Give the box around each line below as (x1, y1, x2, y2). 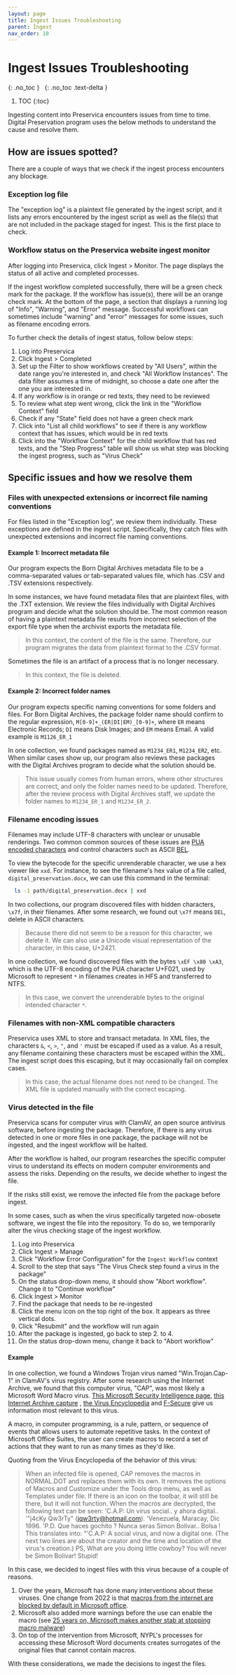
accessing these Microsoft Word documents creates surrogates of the (18, 1638, 221, 1647)
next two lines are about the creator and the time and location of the (25, 1536, 222, 1545)
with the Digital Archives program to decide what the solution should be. (8, 761, 216, 769)
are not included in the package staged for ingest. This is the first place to (8, 221, 221, 229)
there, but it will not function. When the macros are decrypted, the (25, 1499, 216, 1507)
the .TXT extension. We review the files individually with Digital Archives (8, 600, 216, 608)
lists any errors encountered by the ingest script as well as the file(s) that (8, 213, 219, 221)
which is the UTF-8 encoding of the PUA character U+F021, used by (8, 964, 205, 973)
